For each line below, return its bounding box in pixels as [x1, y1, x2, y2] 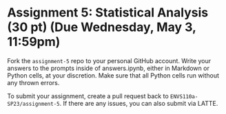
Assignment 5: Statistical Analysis [7, 5, 209, 21]
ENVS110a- [169, 93, 198, 100]
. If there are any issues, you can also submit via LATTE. [59, 99, 218, 107]
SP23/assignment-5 [7, 100, 60, 107]
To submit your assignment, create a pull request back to [7, 91, 169, 100]
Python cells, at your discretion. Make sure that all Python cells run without [7, 71, 219, 80]
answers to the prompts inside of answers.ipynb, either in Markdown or [7, 64, 210, 72]
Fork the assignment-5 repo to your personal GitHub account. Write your [7, 56, 212, 65]
